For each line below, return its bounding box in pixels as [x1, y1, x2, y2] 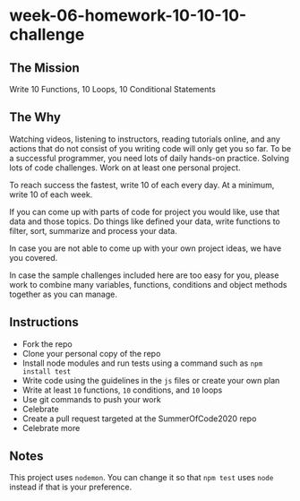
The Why [9, 109, 61, 125]
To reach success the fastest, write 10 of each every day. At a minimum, [9, 179, 275, 190]
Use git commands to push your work [21, 393, 161, 404]
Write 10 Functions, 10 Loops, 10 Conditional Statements [9, 84, 217, 94]
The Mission [9, 60, 80, 75]
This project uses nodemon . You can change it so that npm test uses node [9, 472, 274, 483]
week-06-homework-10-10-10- [9, 5, 247, 26]
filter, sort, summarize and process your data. [9, 225, 177, 236]
